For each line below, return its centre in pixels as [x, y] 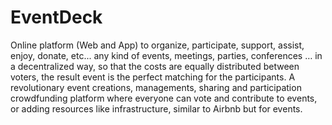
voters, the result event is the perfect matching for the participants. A [153, 77]
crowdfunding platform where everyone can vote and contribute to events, [164, 98]
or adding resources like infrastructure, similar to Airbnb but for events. [156, 108]
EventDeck [56, 17]
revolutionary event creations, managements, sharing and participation [156, 87]
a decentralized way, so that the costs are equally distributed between [155, 66]
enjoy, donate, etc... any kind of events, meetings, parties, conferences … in [166, 55]
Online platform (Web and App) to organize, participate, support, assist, [157, 45]
